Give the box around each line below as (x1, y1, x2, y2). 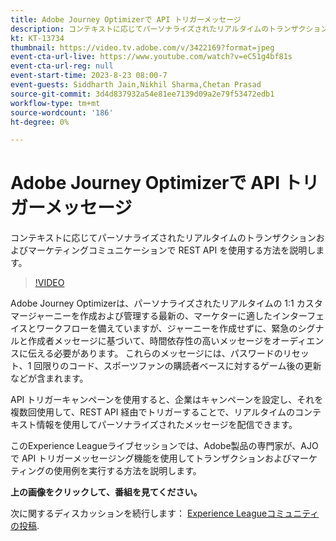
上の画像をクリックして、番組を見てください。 (10, 486, 203, 498)
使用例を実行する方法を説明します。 (53, 465, 202, 477)
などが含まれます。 (10, 372, 89, 385)
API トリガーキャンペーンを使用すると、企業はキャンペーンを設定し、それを (10, 394, 324, 406)
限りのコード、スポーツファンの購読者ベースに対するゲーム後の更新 (42, 360, 322, 372)
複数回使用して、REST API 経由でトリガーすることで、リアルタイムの (10, 406, 296, 418)
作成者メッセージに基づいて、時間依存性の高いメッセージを (27, 335, 273, 347)
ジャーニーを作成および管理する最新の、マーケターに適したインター (27, 310, 308, 322)
